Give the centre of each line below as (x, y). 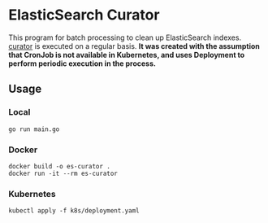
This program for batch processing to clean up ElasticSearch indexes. (125, 37)
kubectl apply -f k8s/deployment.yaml (74, 211)
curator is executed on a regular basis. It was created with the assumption (134, 46)
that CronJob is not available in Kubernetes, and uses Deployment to (127, 55)
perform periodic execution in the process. (82, 63)
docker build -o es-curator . (60, 166)
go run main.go (34, 129)
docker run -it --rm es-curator (63, 173)
